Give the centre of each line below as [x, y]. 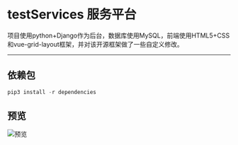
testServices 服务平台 [72, 14]
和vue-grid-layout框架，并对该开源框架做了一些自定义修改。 [96, 44]
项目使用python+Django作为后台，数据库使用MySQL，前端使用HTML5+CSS [119, 35]
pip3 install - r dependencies [52, 92]
